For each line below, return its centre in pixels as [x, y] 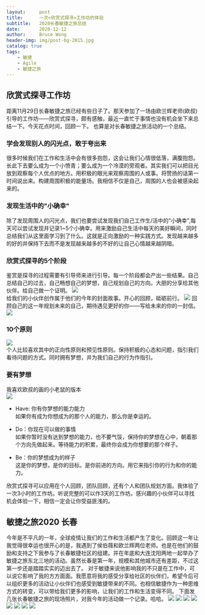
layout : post [28, 12]
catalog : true [24, 46]
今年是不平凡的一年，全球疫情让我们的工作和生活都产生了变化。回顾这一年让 [103, 538]
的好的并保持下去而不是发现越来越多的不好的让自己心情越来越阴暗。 [92, 243]
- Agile [27, 63]
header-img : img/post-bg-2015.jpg [50, 40]
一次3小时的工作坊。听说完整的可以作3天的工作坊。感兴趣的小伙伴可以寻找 [101, 493]
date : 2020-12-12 [37, 29]
